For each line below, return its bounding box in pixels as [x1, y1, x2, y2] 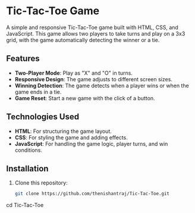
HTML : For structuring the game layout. [14, 128, 112, 135]
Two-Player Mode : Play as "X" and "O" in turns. [14, 69, 133, 77]
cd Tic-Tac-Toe [6, 202, 44, 209]
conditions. [14, 147, 43, 154]
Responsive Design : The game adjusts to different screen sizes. [14, 75, 172, 82]
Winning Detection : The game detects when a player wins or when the [14, 82, 189, 89]
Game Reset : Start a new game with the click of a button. [14, 94, 156, 101]
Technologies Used [6, 112, 79, 122]
